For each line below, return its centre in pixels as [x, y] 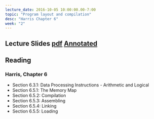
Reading [18, 60]
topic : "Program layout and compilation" [48, 14]
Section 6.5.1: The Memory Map [44, 90]
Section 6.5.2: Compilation [39, 96]
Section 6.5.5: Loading [35, 111]
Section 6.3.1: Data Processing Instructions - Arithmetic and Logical [80, 85]
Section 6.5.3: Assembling [39, 101]
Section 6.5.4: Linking [34, 106]
